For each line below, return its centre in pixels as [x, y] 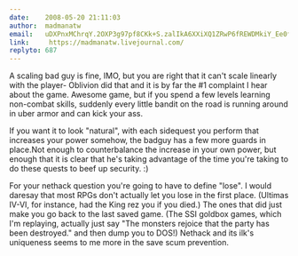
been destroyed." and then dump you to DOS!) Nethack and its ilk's [132, 233]
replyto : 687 [33, 51]
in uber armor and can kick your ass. [76, 114]
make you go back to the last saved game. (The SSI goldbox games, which [145, 214]
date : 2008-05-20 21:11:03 [65, 17]
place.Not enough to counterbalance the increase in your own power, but [143, 150]
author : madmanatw [45, 26]
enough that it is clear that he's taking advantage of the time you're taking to [149, 159]
